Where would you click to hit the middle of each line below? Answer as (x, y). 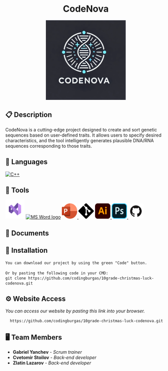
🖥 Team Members (34, 337)
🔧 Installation (27, 250)
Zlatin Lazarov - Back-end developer (52, 363)
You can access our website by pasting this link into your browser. (75, 311)
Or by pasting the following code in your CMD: (57, 273)
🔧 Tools (17, 190)
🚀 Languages (26, 162)
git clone (16, 278)
